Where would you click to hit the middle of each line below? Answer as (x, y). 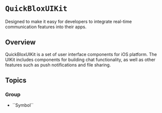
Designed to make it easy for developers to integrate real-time (69, 21)
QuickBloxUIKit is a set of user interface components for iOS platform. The (81, 54)
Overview (21, 42)
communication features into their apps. (46, 27)
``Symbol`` (23, 105)
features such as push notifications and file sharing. (58, 65)
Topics (16, 81)
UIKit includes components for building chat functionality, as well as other (80, 59)
